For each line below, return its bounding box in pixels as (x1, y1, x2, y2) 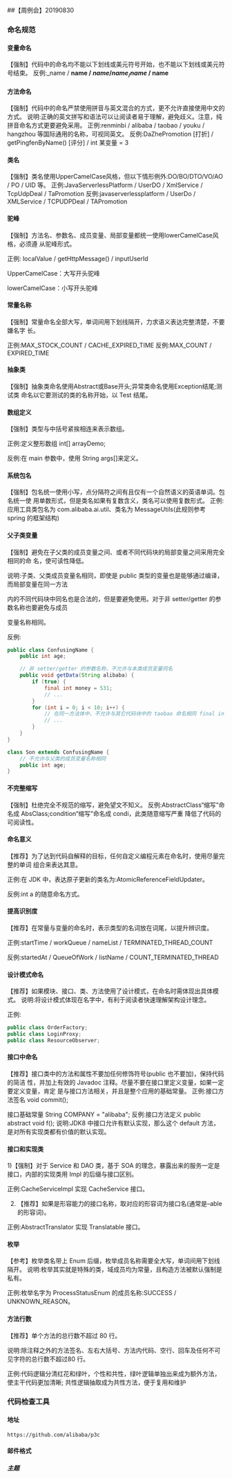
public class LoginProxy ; (7, 1031, 81, 1038)
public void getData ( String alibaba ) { (19, 672, 135, 679)
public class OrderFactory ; (7, 1024, 88, 1031)
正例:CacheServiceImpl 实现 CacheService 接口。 (7, 1185, 148, 1193)
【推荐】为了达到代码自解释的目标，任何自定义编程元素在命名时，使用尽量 (7, 851, 219, 860)
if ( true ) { (32, 678, 67, 686)
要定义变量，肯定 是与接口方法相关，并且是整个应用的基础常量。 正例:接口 (7, 1087, 218, 1095)
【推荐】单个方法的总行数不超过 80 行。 (7, 1331, 122, 1339)
